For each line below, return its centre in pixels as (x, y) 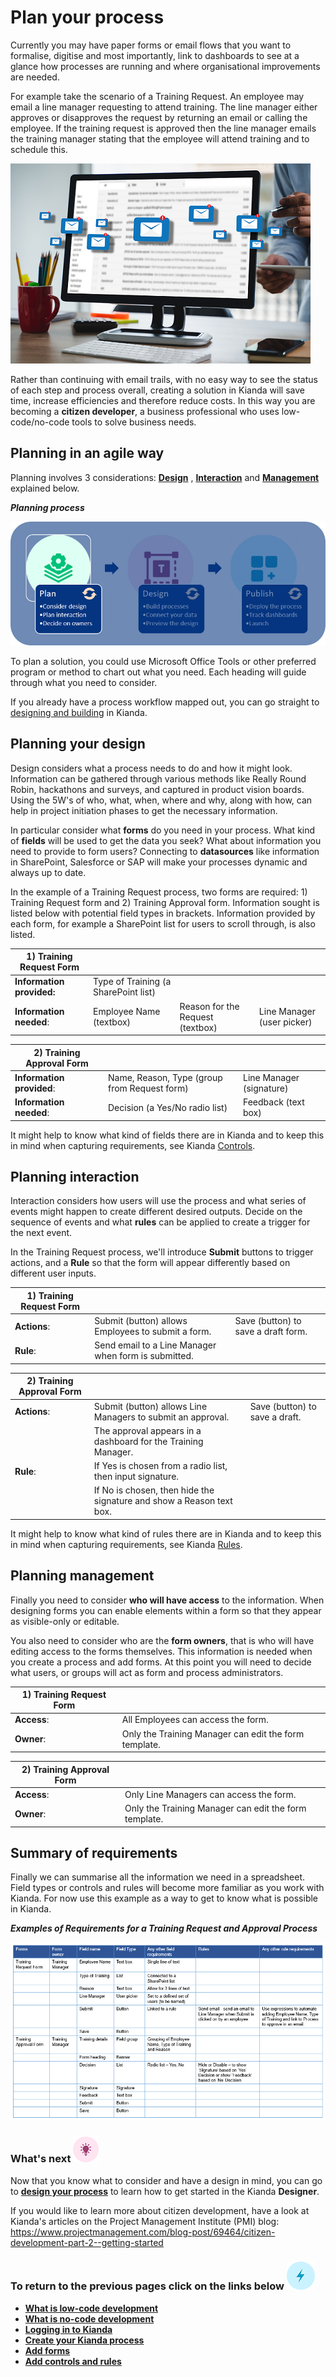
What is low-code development (91, 2308)
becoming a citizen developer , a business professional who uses (145, 411)
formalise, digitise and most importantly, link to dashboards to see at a (155, 55)
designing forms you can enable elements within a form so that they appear (166, 1610)
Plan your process (87, 17)
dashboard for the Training (148, 1441)
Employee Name (127, 1012)
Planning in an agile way (87, 453)
